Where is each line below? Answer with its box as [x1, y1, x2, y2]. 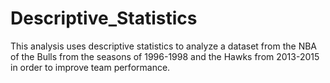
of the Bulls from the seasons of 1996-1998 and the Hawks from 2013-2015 [10, 50, 320, 62]
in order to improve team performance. [10, 61, 171, 73]
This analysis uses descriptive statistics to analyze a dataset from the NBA [10, 40, 318, 52]
